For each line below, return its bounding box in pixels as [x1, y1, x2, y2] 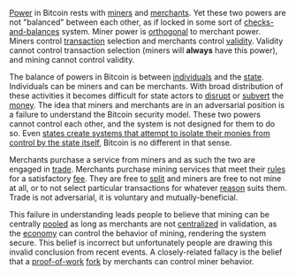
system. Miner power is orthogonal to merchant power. [61, 27, 262, 36]
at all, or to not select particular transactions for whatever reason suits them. [9, 183, 287, 193]
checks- [243, 17, 274, 27]
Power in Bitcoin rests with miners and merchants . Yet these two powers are [9, 8, 286, 18]
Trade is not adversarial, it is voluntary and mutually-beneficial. [9, 192, 239, 202]
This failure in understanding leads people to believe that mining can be [9, 210, 269, 219]
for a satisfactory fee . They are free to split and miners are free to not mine [9, 173, 282, 184]
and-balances [9, 27, 60, 36]
